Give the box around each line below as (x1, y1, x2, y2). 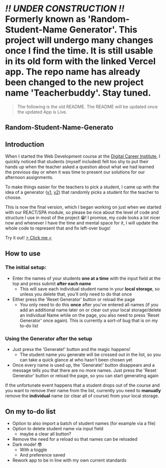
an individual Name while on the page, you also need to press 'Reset (19, 312, 160, 318)
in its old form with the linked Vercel (5, 56, 156, 67)
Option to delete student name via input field (12, 425, 104, 431)
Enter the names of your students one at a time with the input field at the (12, 275, 161, 281)
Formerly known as (5, 13, 86, 25)
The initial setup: (5, 264, 47, 271)
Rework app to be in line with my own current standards (12, 457, 127, 463)
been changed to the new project (5, 77, 144, 88)
